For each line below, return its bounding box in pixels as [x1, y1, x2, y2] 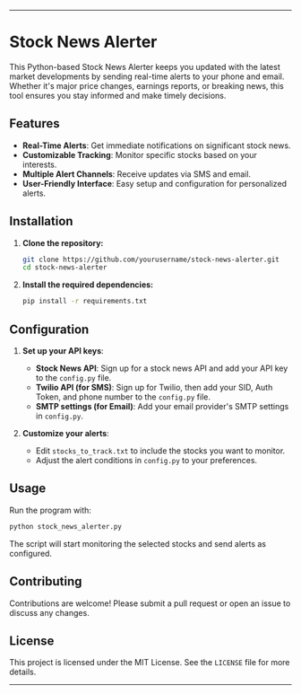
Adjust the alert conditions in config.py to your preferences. [35, 455, 258, 465]
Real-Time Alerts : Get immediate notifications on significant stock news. [21, 140, 291, 151]
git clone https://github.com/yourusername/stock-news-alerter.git [21, 255, 279, 264]
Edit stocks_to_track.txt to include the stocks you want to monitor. [35, 445, 286, 456]
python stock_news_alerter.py [9, 522, 123, 531]
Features [9, 116, 60, 131]
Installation [9, 214, 73, 229]
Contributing [9, 574, 82, 589]
